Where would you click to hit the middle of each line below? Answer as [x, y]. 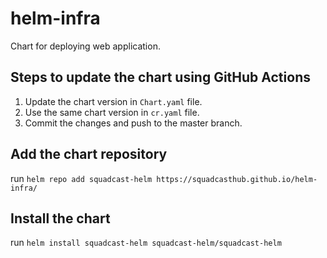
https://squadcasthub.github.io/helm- [237, 179]
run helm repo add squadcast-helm [81, 178]
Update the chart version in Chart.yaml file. [113, 101]
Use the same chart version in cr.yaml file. [112, 112]
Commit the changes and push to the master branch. [133, 123]
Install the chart [60, 218]
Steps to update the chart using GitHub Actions [160, 77]
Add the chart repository [89, 154]
